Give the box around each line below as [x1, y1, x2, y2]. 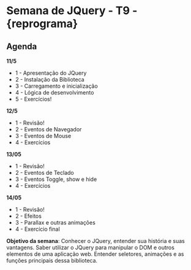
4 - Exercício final [15, 225, 60, 233]
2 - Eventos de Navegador [15, 126, 82, 133]
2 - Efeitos [15, 212, 42, 220]
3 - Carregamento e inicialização [15, 82, 98, 90]
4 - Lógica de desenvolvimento [15, 89, 94, 96]
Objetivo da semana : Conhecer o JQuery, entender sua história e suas [6, 237, 185, 244]
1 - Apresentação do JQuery [15, 69, 87, 77]
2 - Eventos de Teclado [15, 169, 75, 176]
